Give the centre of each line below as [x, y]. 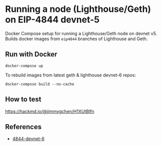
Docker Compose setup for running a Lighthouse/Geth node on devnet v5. [81, 33]
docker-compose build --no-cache [40, 84]
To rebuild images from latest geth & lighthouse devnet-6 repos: [71, 75]
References [23, 127]
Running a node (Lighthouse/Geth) [78, 9]
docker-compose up [24, 66]
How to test [23, 100]
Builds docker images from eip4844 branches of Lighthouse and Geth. [77, 39]
